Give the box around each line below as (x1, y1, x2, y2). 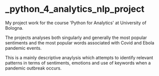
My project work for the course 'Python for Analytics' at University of (5, 20, 147, 26)
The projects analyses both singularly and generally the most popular (5, 35, 148, 40)
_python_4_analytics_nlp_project (5, 3, 145, 15)
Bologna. (5, 25, 24, 31)
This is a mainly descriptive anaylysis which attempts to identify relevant (5, 54, 154, 60)
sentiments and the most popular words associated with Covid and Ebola (5, 39, 155, 45)
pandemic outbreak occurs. (5, 65, 62, 71)
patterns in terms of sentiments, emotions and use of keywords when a (5, 60, 151, 66)
